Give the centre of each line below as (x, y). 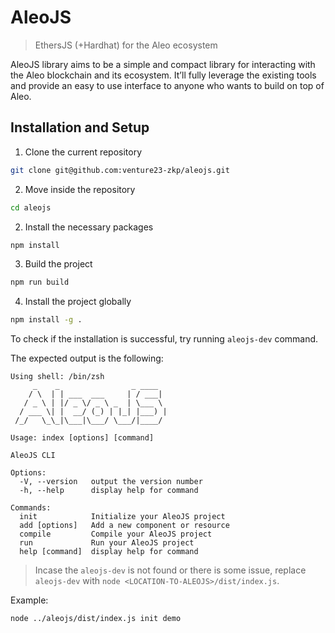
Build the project (58, 264)
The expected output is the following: (87, 358)
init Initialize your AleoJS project (122, 517)
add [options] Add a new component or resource (124, 526)
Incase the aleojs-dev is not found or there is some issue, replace (170, 570)
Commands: (31, 508)
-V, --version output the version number (111, 482)
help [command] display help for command (109, 552)
